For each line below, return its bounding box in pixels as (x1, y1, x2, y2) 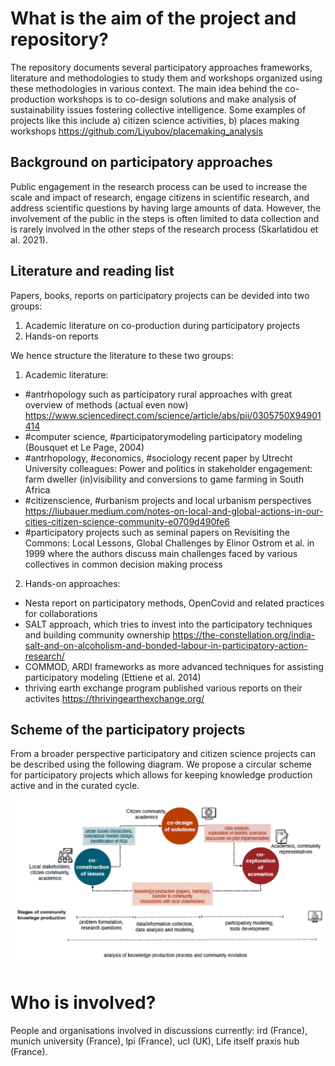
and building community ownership (24, 628, 171, 641)
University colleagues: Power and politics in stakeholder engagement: (24, 462, 313, 474)
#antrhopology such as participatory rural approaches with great (24, 388, 293, 400)
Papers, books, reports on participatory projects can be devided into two (10, 289, 310, 301)
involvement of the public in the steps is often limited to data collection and (10, 212, 320, 224)
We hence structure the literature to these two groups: (10, 349, 234, 361)
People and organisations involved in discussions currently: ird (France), (10, 1024, 308, 1036)
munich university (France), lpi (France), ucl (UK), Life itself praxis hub (10, 1035, 300, 1047)
